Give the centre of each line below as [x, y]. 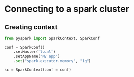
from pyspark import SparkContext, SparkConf [52, 38]
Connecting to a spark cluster [67, 9]
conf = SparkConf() [25, 47]
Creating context [31, 27]
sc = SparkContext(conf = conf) [38, 70]
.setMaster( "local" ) [35, 52]
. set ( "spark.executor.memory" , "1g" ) [52, 61]
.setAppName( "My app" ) [37, 56]
